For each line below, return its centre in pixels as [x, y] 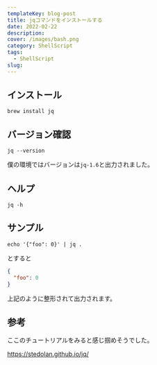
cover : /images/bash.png [43, 40]
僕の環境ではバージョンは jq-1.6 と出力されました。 [81, 164]
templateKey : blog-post [42, 14]
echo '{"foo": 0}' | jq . [44, 244]
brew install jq [31, 112]
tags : [15, 53]
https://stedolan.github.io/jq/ [48, 354]
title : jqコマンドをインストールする [55, 20]
